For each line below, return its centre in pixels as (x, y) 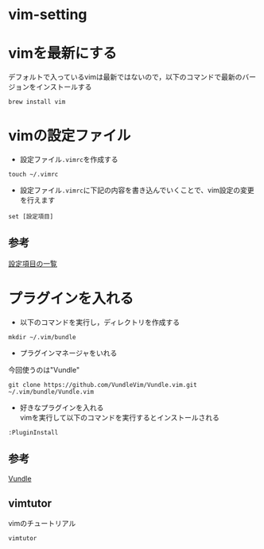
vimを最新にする (63, 54)
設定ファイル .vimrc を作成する (69, 160)
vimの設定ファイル (70, 136)
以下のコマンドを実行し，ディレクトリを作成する (100, 322)
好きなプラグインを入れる (62, 408)
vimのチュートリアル (42, 524)
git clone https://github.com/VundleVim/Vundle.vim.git (103, 385)
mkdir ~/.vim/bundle (43, 337)
